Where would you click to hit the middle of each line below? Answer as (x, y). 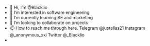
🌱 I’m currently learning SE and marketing (51, 17)
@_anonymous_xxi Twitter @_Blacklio (47, 35)
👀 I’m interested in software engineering (50, 12)
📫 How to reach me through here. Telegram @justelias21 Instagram (77, 28)
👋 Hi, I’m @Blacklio (28, 7)
